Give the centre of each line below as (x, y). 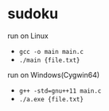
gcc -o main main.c (51, 52)
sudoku (33, 14)
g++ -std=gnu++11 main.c (60, 91)
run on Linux (28, 36)
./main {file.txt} (49, 60)
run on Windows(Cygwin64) (54, 75)
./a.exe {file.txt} (51, 99)
